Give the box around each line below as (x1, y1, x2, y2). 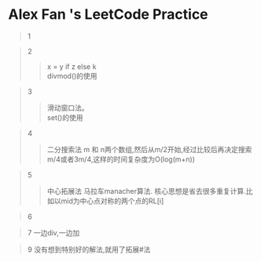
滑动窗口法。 (46, 103, 89, 112)
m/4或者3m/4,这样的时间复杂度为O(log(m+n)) (46, 155, 195, 164)
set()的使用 (46, 112, 83, 122)
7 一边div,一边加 (27, 227, 80, 237)
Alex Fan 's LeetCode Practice (8, 5, 208, 24)
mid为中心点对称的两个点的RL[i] (61, 196, 164, 206)
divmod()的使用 (46, 71, 97, 80)
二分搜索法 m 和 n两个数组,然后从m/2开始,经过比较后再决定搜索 (46, 144, 252, 154)
